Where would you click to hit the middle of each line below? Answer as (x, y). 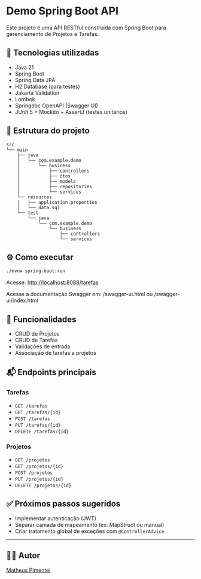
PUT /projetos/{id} (39, 480)
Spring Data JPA (35, 80)
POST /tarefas (32, 419)
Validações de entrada (42, 346)
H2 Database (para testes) (48, 86)
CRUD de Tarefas (36, 340)
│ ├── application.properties (57, 202)
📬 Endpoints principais (51, 373)
